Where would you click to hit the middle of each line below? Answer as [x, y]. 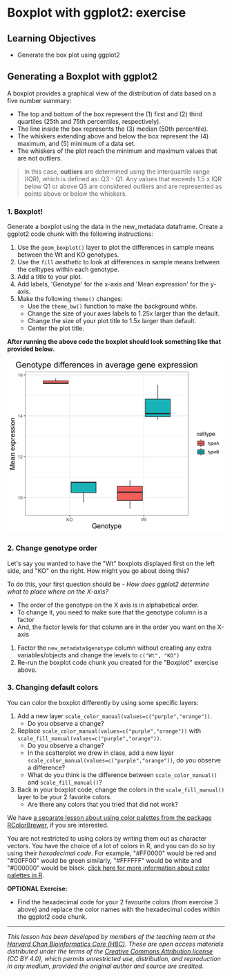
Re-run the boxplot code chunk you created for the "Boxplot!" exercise [118, 662]
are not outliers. [39, 158]
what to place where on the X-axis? [58, 591]
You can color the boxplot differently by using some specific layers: [103, 702]
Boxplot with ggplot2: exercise [97, 13]
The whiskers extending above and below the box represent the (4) [113, 136]
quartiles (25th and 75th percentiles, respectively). [89, 121]
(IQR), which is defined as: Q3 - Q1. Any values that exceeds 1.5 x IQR [123, 179]
